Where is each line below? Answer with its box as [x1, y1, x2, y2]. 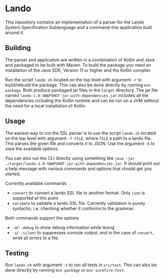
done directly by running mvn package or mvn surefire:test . [5, 267, 125, 273]
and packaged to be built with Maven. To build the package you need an [5, 62, 151, 68]
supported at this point [12, 195, 58, 201]
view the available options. [5, 146, 59, 152]
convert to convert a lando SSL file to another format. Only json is [12, 190, 145, 196]
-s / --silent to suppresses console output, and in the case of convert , [12, 229, 154, 235]
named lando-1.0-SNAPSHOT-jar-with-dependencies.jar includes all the [5, 92, 149, 98]
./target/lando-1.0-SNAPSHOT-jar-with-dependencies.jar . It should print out [5, 160, 160, 166]
